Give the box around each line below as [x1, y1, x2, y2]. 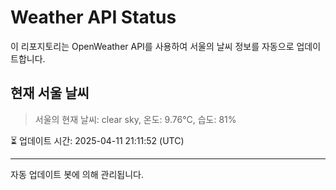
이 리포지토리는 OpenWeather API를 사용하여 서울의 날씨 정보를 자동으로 [10, 40, 295, 52]
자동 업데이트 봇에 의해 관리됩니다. [10, 168, 144, 180]
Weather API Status [10, 6, 177, 29]
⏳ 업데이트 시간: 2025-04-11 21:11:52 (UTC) [10, 134, 185, 146]
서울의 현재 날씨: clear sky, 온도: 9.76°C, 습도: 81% [34, 113, 237, 125]
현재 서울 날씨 [10, 85, 90, 102]
